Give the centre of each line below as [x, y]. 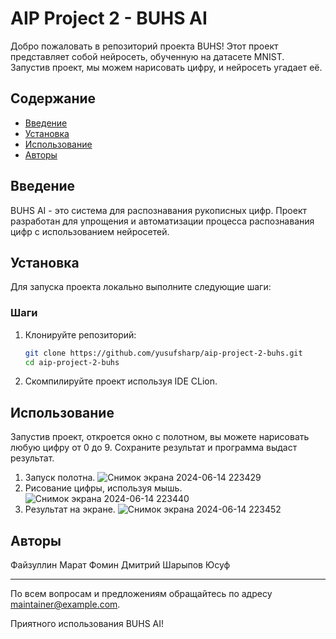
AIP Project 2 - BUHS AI [109, 18]
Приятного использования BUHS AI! [87, 624]
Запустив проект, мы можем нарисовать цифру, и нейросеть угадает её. [166, 67]
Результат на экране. [70, 509]
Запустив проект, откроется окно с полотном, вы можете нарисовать [160, 437]
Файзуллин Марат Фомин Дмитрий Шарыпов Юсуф [120, 565]
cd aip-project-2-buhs [72, 362]
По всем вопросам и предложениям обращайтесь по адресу [141, 594]
